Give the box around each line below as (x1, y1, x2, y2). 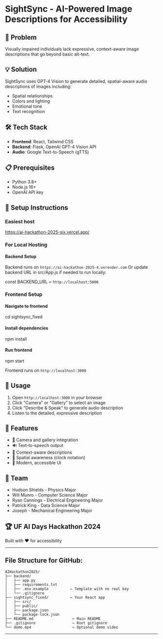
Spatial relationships (12, 93, 53, 98)
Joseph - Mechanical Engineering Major (12, 508, 93, 514)
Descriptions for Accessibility (5, 14, 128, 25)
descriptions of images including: (5, 83, 72, 89)
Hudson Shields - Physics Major (12, 487, 77, 493)
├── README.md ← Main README (5, 616, 101, 621)
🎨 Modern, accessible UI (12, 460, 62, 466)
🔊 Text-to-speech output (12, 443, 64, 448)
